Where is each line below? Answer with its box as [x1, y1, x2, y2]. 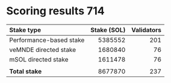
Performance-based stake [9, 36, 85, 44]
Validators [131, 26, 161, 34]
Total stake [9, 67, 42, 75]
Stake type [9, 26, 41, 34]
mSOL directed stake [9, 55, 69, 63]
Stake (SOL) [90, 26, 126, 34]
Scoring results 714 [6, 4, 105, 18]
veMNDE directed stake [9, 45, 76, 54]
